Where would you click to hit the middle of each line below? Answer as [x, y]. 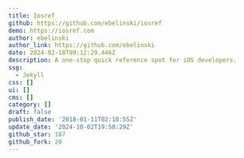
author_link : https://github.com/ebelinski [82, 45]
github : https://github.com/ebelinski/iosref [85, 23]
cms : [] [21, 97]
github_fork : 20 [35, 142]
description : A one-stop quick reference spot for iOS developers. [123, 61]
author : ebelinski [39, 38]
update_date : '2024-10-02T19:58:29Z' [71, 127]
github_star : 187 [37, 134]
